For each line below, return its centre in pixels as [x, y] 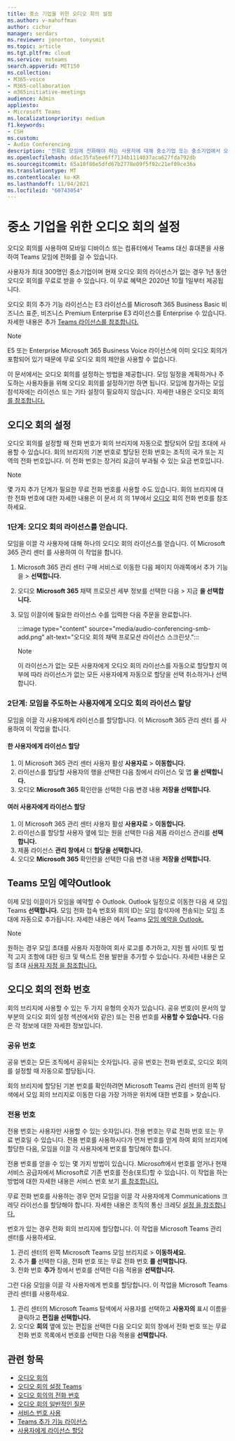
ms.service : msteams [38, 60]
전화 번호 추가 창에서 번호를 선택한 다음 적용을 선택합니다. [96, 1270]
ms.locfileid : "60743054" [45, 191]
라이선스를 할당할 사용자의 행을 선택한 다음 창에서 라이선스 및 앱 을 [108, 771]
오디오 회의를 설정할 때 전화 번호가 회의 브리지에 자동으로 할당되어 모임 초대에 [113, 443]
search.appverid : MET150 [43, 66]
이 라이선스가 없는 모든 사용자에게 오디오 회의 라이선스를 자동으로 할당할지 [119, 666]
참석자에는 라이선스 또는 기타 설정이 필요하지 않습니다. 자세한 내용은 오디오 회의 [116, 392]
